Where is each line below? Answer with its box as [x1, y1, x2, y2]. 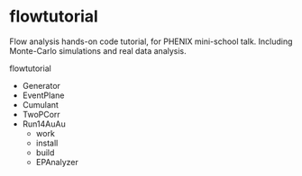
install [35, 137, 59, 148]
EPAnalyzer [35, 156, 78, 167]
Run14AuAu [22, 119, 66, 129]
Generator [22, 80, 61, 91]
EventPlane [22, 90, 65, 101]
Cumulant [22, 99, 59, 110]
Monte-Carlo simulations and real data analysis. [9, 45, 187, 56]
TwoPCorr [22, 109, 60, 119]
